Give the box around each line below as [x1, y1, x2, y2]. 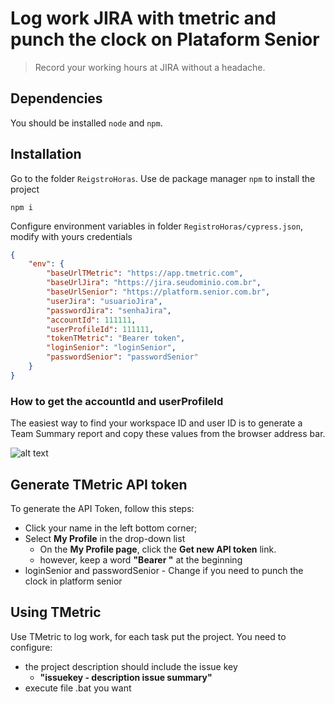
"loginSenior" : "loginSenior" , [46, 343, 177, 353]
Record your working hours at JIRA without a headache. [34, 61, 266, 73]
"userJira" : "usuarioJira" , [46, 296, 163, 306]
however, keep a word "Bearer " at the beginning [39, 553, 243, 566]
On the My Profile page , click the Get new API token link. [39, 543, 277, 555]
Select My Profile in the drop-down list [24, 532, 186, 544]
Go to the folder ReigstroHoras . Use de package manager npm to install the [10, 172, 316, 184]
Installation [10, 146, 82, 163]
